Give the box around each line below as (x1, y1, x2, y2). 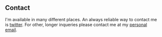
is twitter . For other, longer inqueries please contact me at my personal (5, 22, 147, 27)
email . (5, 26, 18, 33)
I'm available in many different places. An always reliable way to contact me (5, 16, 157, 22)
